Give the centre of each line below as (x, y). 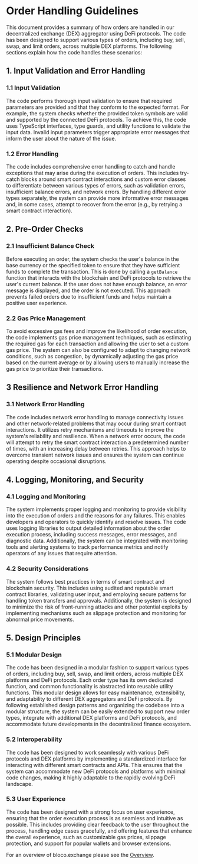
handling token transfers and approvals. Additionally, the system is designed (99, 600)
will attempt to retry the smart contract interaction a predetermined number (97, 442)
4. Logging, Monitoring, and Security (75, 479)
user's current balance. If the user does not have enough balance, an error (97, 284)
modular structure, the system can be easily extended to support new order (98, 711)
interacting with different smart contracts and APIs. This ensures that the (94, 765)
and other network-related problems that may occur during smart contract (96, 423)
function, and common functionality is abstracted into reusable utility (90, 687)
